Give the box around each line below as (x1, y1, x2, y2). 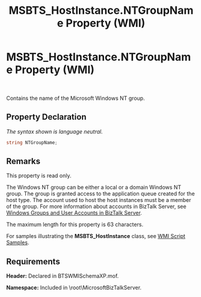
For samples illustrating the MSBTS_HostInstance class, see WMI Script (6, 233, 185, 240)
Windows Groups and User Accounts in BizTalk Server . (6, 209, 143, 216)
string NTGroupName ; (6, 139, 58, 145)
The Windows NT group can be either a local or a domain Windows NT (6, 184, 182, 191)
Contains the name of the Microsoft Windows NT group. (6, 94, 146, 102)
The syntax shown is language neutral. (6, 127, 104, 135)
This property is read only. (6, 172, 72, 179)
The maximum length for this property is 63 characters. (6, 221, 143, 228)
